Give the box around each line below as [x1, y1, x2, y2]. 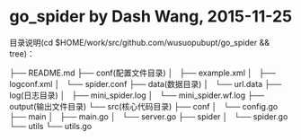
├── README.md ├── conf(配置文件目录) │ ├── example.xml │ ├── [9, 67, 277, 78]
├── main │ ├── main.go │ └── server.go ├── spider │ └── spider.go [9, 110, 288, 122]
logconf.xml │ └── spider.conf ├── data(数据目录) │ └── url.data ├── [9, 78, 282, 89]
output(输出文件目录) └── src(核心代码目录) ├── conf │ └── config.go [9, 101, 279, 111]
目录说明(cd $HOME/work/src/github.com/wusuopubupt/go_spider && [9, 37, 270, 48]
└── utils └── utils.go [9, 120, 93, 131]
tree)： [9, 48, 36, 59]
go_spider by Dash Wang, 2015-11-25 [9, 6, 293, 27]
